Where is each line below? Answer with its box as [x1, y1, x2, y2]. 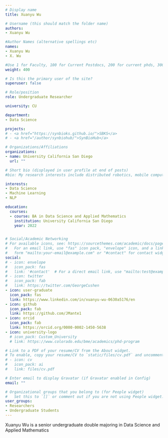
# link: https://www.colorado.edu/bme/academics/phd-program [9, 339, 140, 344]
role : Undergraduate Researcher [5, 95, 72, 100]
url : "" [9, 158, 26, 163]
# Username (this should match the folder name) [5, 21, 108, 26]
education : [5, 204, 28, 209]
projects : [5, 126, 26, 131]
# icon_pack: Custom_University [9, 334, 77, 339]
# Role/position [5, 90, 39, 95]
